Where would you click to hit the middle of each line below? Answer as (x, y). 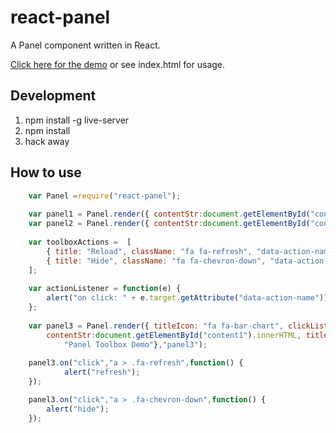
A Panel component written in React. (85, 45)
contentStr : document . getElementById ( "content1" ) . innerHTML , (174, 335)
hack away (47, 141)
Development (53, 96)
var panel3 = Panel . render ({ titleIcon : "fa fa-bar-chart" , (156, 326)
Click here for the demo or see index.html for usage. (118, 64)
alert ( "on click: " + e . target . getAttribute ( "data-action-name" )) (187, 298)
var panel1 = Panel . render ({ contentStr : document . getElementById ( (169, 214)
